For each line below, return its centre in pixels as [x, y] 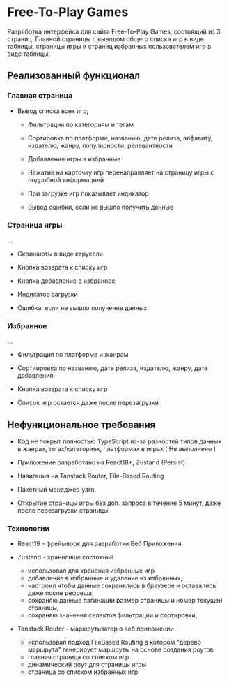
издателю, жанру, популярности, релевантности [100, 145]
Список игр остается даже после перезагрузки [88, 403]
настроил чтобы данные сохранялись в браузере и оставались [122, 586]
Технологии [29, 528]
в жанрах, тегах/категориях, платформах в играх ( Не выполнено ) [117, 449]
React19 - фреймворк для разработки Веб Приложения [99, 544]
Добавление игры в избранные [74, 159]
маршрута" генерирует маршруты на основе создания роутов [120, 649]
